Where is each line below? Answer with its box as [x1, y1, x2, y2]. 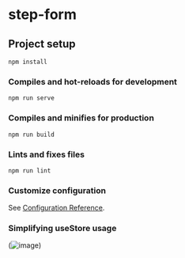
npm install [8, 58, 47, 66]
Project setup [8, 37, 77, 51]
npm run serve [8, 94, 55, 102]
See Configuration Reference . [8, 203, 105, 213]
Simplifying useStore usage [8, 223, 117, 234]
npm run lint [8, 166, 51, 175]
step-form [8, 6, 77, 24]
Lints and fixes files [8, 149, 85, 160]
